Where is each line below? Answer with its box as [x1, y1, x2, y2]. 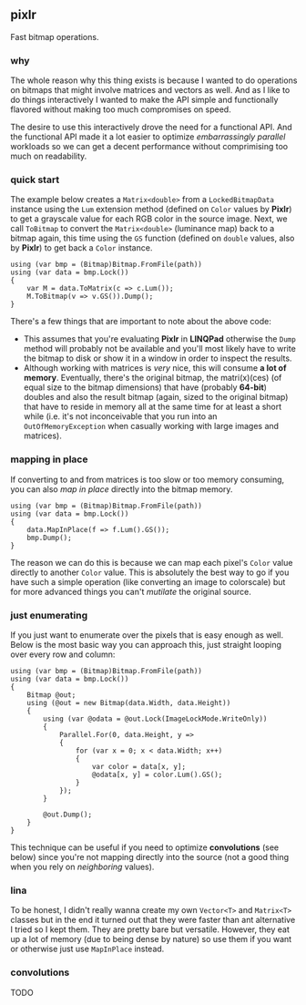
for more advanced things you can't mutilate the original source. [10, 586, 251, 597]
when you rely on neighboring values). [10, 861, 155, 872]
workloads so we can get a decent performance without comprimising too [10, 141, 289, 152]
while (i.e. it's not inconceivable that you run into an [23, 411, 218, 422]
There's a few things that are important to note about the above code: [10, 316, 271, 327]
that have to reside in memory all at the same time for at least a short [23, 401, 282, 413]
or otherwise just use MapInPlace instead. [10, 943, 165, 955]
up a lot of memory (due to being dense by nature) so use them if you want [10, 934, 292, 945]
